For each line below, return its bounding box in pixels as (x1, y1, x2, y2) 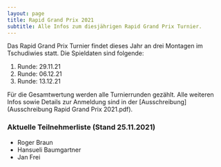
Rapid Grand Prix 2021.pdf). (54, 105, 133, 114)
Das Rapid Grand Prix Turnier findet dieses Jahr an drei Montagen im (7, 42, 204, 50)
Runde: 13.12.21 (17, 77, 61, 86)
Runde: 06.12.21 (17, 70, 62, 78)
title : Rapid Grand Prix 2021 (7, 17, 95, 23)
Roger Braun (17, 138, 53, 146)
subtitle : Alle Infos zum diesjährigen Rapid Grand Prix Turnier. (7, 23, 202, 30)
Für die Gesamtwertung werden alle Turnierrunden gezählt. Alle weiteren (7, 90, 214, 99)
